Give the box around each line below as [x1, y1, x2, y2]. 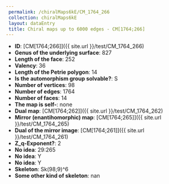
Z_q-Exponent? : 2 [14, 140, 62, 147]
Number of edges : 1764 [14, 88, 75, 95]
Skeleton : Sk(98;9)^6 [14, 166, 68, 173]
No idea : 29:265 [14, 146, 56, 154]
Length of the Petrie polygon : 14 [14, 68, 98, 76]
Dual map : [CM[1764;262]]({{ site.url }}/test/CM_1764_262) [14, 107, 164, 115]
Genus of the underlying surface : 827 [14, 49, 112, 57]
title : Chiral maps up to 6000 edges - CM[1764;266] [8, 26, 146, 32]
